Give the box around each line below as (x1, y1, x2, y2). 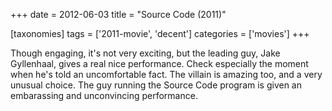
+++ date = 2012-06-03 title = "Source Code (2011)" (10, 9, 227, 20)
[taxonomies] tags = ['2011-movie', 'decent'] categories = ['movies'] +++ (10, 28, 310, 39)
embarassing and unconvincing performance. (10, 90, 198, 101)
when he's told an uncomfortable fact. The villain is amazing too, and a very (10, 69, 323, 80)
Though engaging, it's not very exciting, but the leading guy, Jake (10, 47, 281, 59)
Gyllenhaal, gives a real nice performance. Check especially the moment (10, 58, 309, 69)
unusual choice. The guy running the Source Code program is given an (10, 79, 302, 91)
